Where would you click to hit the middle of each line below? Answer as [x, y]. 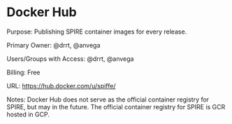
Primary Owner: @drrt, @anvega [53, 45]
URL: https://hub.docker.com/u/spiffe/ [61, 85]
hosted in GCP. [28, 114]
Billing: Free [23, 72]
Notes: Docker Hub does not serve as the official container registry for [108, 99]
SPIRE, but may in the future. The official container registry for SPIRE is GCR [116, 106]
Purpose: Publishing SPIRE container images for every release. [97, 32]
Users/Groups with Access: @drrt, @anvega [70, 58]
